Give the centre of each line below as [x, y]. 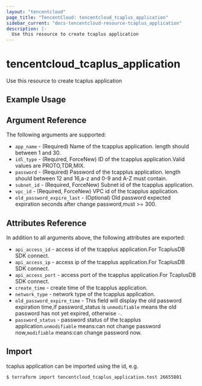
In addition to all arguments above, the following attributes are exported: [96, 238]
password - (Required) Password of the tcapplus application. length [98, 172]
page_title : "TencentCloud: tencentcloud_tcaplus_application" [87, 17]
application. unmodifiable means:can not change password [88, 326]
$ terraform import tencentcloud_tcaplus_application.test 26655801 [94, 377]
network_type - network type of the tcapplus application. [85, 294]
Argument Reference [46, 120]
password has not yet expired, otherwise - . [68, 314]
